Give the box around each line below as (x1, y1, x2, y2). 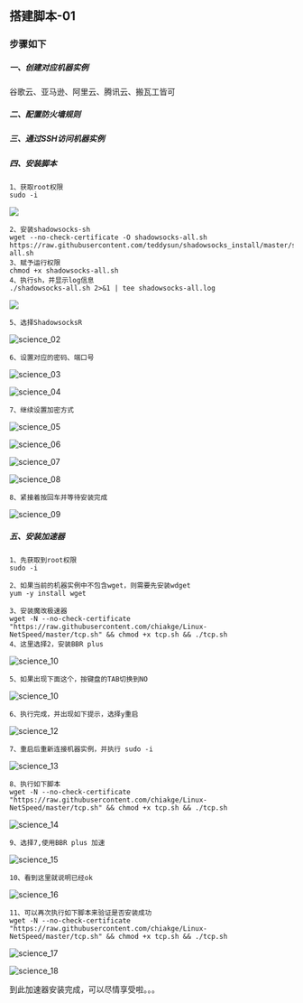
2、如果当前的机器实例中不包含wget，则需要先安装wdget (9, 580, 191, 590)
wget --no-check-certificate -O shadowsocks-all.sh (9, 233, 207, 242)
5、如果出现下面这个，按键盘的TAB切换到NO (9, 674, 149, 683)
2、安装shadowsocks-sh (9, 225, 91, 234)
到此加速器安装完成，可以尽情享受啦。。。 (9, 983, 160, 995)
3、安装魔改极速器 (9, 606, 68, 616)
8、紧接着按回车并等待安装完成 (9, 493, 108, 502)
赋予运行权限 (20, 258, 61, 267)
